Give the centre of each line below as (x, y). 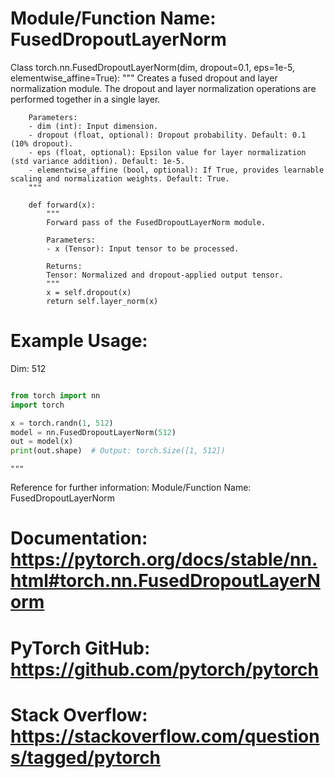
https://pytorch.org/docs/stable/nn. (164, 559)
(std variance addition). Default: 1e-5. (98, 161)
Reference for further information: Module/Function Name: (131, 488)
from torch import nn (55, 395)
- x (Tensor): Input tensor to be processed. (143, 248)
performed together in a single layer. (85, 99)
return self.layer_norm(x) (102, 301)
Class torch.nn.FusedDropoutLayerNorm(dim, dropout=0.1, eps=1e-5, (152, 67)
